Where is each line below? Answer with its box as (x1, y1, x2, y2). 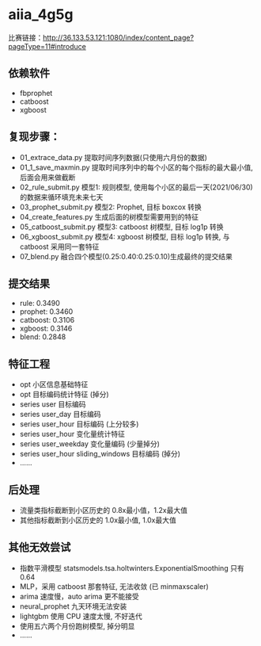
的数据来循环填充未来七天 (19, 192, 104, 201)
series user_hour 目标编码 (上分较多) (19, 419, 139, 429)
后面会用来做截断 (19, 172, 76, 182)
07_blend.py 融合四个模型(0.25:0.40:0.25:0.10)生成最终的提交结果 (19, 251, 233, 261)
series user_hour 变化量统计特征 (19, 430, 125, 439)
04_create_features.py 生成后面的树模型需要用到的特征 (19, 212, 199, 221)
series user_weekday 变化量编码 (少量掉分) (19, 439, 161, 449)
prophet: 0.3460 (19, 307, 74, 316)
